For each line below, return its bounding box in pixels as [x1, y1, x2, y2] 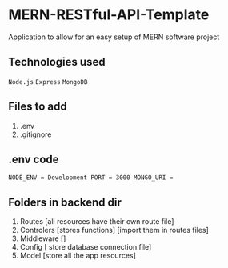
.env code [8, 152, 59, 166]
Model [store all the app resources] [19, 250, 136, 261]
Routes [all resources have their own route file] [19, 217, 174, 226]
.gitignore [19, 130, 52, 139]
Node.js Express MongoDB [8, 78, 88, 86]
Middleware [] [19, 234, 66, 243]
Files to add [8, 100, 67, 114]
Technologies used [8, 55, 106, 69]
